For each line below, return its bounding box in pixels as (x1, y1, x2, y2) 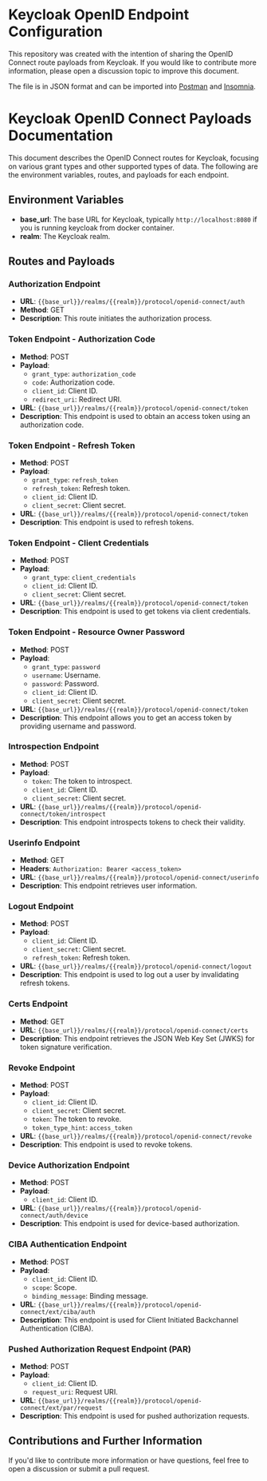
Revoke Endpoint (8, 1062, 76, 1073)
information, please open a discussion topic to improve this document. (8, 66, 239, 75)
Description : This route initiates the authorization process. (19, 313, 213, 323)
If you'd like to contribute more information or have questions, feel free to (8, 1455, 249, 1465)
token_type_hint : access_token (31, 1123, 133, 1132)
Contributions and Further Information (8, 1434, 203, 1448)
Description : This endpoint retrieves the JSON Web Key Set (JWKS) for (19, 1033, 255, 1043)
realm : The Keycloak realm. (19, 231, 111, 241)
